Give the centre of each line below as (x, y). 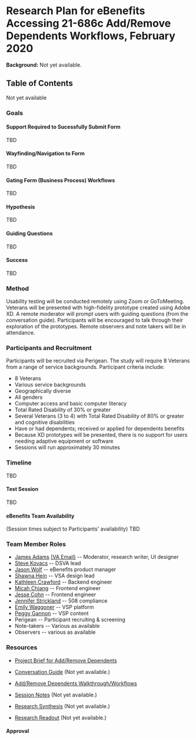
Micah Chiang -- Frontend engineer (58, 588)
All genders (29, 397)
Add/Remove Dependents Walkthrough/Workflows (76, 683)
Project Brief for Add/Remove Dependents (66, 660)
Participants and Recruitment (49, 348)
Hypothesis (21, 207)
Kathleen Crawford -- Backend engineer (63, 582)
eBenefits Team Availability (40, 516)
